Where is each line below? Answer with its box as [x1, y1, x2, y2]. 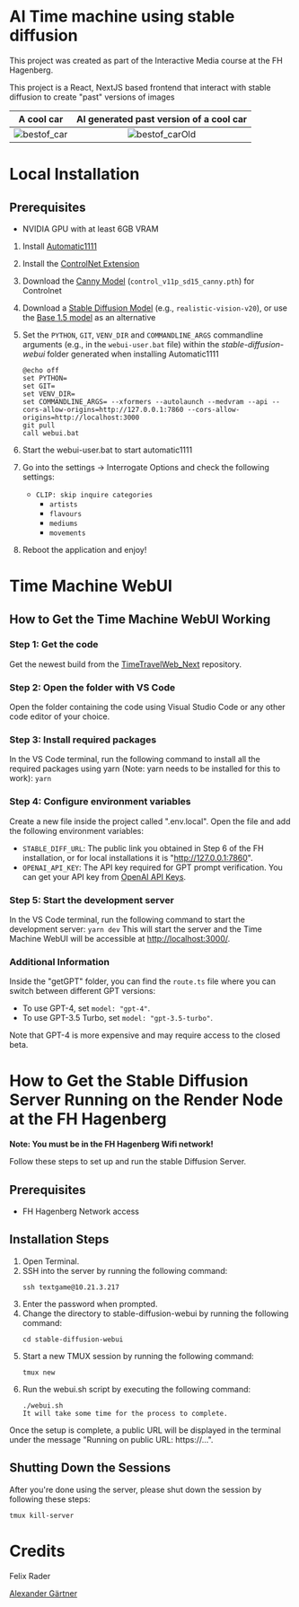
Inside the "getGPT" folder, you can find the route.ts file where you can [9, 976, 277, 987]
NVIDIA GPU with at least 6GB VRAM [22, 223, 159, 234]
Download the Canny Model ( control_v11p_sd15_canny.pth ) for [22, 276, 255, 286]
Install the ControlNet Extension [22, 258, 140, 268]
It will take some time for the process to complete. [22, 1409, 228, 1418]
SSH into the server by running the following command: [22, 1265, 228, 1276]
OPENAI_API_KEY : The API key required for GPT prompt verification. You [22, 862, 283, 873]
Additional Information [9, 955, 110, 968]
